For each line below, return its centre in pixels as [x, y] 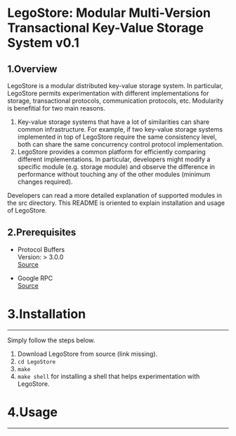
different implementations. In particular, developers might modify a [114, 159]
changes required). [45, 182]
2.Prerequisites [42, 233]
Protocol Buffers [41, 249]
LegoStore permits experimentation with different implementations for [108, 93]
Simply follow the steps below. [51, 340]
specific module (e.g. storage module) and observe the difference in [116, 167]
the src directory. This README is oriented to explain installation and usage [116, 203]
